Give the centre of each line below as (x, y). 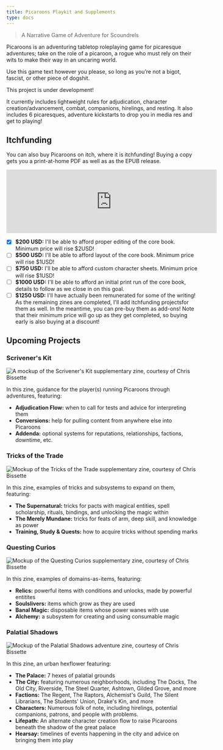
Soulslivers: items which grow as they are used (75, 603)
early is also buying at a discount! (57, 321)
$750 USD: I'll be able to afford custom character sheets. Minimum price (106, 268)
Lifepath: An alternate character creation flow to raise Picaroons (96, 721)
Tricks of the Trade (35, 456)
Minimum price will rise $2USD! (55, 249)
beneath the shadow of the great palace (65, 727)
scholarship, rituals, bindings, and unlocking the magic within (92, 512)
